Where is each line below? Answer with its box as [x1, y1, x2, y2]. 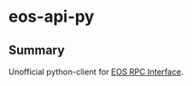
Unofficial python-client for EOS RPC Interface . [8, 66, 184, 77]
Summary [8, 43, 65, 58]
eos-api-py [8, 6, 95, 27]
